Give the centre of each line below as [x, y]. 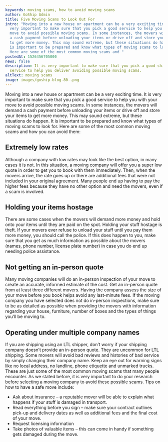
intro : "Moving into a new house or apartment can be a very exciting [80, 24]
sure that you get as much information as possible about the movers [75, 241]
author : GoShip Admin [28, 15]
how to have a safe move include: [40, 387]
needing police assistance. [33, 251]
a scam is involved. [25, 191]
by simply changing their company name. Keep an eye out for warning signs [83, 360]
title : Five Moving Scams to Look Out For [50, 19]
